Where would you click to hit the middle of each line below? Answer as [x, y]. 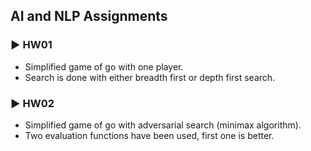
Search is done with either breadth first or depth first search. [150, 77]
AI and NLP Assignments [89, 16]
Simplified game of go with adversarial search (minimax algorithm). [163, 125]
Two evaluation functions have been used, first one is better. [149, 135]
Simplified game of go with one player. [104, 66]
